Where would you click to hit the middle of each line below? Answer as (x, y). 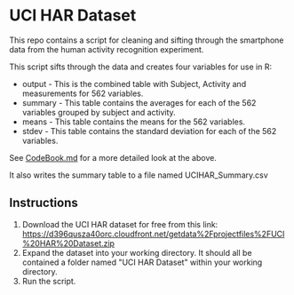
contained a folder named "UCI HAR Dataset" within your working (142, 262)
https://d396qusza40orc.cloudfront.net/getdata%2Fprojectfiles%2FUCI (153, 234)
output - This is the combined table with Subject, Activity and (134, 84)
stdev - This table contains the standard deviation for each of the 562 (149, 131)
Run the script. (49, 281)
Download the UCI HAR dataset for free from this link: (120, 224)
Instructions (44, 203)
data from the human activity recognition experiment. (107, 49)
